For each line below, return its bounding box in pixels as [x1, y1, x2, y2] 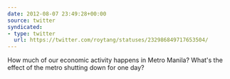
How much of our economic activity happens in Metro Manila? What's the [7, 56, 223, 64]
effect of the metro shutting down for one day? [7, 63, 145, 72]
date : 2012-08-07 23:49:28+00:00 [7, 10, 107, 18]
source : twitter [7, 17, 56, 24]
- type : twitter [7, 30, 56, 37]
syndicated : [7, 23, 43, 30]
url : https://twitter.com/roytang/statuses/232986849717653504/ [14, 37, 209, 44]
